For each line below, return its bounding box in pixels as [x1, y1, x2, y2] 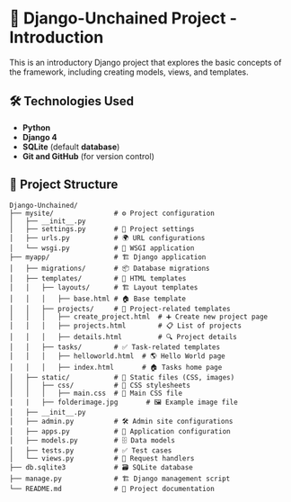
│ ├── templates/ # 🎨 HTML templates [9, 273, 187, 282]
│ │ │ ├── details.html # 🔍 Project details [9, 332, 238, 341]
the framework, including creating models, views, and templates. [9, 67, 249, 77]
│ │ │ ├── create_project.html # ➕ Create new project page [9, 312, 268, 321]
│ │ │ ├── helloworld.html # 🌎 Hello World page [9, 351, 226, 361]
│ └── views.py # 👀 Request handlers [9, 453, 195, 462]
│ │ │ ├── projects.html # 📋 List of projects [9, 321, 242, 330]
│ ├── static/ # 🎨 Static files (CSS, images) [9, 372, 235, 381]
